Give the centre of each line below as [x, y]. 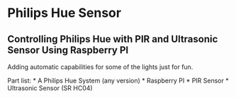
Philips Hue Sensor [64, 13]
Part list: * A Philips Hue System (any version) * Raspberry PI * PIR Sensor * [118, 80]
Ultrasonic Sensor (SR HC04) [50, 88]
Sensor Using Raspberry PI [68, 50]
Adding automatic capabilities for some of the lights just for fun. [100, 67]
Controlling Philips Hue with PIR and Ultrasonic [113, 39]
